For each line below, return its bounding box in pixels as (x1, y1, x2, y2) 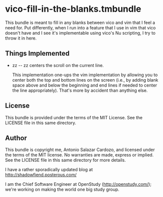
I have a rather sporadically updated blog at (5, 167, 93, 173)
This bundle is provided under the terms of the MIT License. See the (5, 114, 143, 120)
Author (5, 133, 27, 142)
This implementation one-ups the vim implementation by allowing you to (12, 72, 158, 78)
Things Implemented (5, 49, 70, 58)
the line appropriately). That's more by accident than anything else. (12, 87, 148, 93)
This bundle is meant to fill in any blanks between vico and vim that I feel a (5, 20, 155, 25)
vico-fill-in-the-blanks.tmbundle (5, 3, 141, 15)
